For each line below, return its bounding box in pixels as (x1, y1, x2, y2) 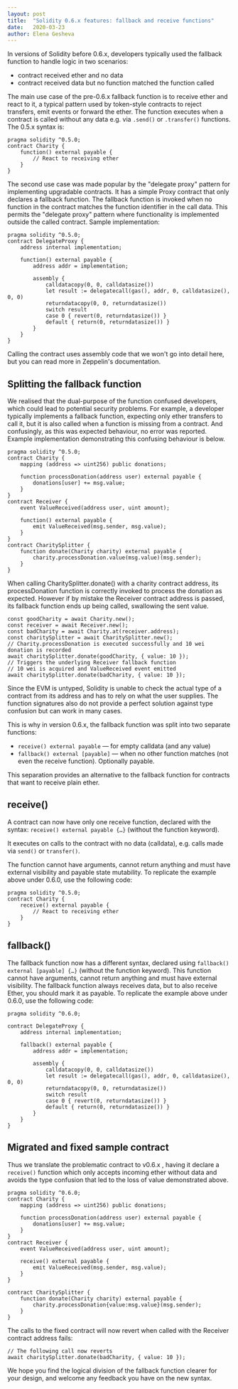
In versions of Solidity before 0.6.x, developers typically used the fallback (7, 50, 222, 58)
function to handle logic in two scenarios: (7, 58, 129, 66)
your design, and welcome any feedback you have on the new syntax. (7, 1373, 212, 1382)
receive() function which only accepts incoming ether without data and (7, 1168, 217, 1176)
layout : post (7, 10, 46, 18)
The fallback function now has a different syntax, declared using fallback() (7, 958, 229, 967)
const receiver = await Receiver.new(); (7, 622, 129, 629)
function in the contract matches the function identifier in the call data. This (7, 203, 228, 211)
